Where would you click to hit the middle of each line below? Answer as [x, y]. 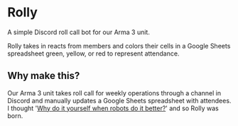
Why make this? [44, 76]
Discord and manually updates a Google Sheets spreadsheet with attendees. [119, 100]
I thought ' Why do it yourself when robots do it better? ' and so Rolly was [113, 108]
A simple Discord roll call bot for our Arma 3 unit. [79, 32]
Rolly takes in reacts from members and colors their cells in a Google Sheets [119, 46]
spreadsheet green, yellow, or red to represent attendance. [93, 53]
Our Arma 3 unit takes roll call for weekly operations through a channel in [114, 93]
